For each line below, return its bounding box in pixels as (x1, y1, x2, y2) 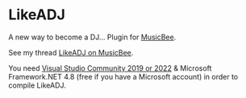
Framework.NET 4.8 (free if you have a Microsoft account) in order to (8, 71, 239, 81)
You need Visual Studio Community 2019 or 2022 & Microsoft (8, 63, 212, 73)
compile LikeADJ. (8, 80, 66, 90)
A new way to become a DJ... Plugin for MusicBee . (8, 32, 177, 42)
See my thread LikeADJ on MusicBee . (8, 47, 134, 57)
